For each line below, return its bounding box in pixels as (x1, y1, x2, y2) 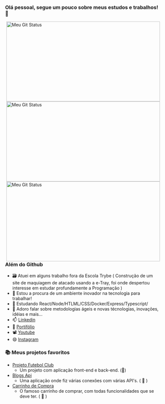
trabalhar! (12, 295, 32, 301)
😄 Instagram (12, 336, 39, 342)
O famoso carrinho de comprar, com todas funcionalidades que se (19, 388, 154, 394)
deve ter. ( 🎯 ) (19, 393, 47, 399)
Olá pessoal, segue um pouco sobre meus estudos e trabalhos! (5, 4, 159, 11)
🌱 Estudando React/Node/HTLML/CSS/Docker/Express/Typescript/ (12, 301, 148, 307)
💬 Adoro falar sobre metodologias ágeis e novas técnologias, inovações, (12, 306, 159, 311)
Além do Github (5, 261, 43, 268)
